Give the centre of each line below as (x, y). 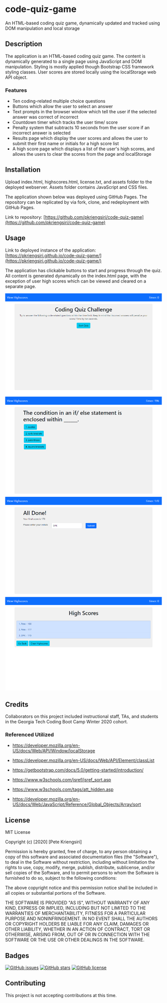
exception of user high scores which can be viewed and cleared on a (76, 281)
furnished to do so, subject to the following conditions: (61, 878)
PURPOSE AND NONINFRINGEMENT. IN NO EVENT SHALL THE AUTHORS (82, 919)
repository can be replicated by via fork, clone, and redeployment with (77, 202)
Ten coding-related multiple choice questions (59, 101)
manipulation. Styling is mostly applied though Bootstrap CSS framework (80, 66)
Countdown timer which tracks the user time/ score (65, 122)
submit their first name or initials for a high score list (66, 144)
